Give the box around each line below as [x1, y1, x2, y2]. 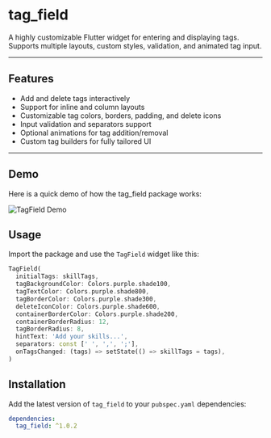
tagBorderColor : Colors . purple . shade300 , [15, 295, 157, 303]
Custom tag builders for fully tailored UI [19, 136, 152, 146]
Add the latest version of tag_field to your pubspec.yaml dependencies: [8, 398, 247, 409]
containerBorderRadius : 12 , [15, 318, 110, 326]
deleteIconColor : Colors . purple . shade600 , [15, 302, 161, 310]
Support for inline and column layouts [19, 102, 145, 112]
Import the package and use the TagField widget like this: [8, 249, 199, 259]
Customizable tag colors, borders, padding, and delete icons [19, 111, 222, 120]
